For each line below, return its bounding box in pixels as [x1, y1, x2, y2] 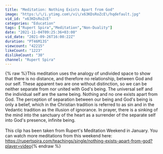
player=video [5, 143, 32, 149]
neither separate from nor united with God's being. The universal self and [5, 86, 153, 92]
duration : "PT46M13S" [5, 39, 49, 44]
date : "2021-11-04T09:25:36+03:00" [5, 30, 78, 35]
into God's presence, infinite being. [5, 117, 76, 123]
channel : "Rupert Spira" [5, 57, 56, 62]
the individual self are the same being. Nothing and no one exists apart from [5, 91, 158, 97]
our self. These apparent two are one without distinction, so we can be [5, 81, 147, 87]
